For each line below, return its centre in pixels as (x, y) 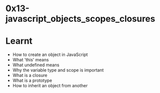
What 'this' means (31, 60)
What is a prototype (32, 80)
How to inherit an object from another (50, 86)
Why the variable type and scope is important (58, 70)
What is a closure (30, 75)
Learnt (19, 41)
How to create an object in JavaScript (50, 55)
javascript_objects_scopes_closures (80, 19)
